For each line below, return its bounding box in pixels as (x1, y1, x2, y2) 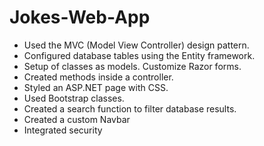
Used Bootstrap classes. (23, 92, 125, 104)
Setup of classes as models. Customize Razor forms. (23, 60, 242, 72)
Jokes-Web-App (9, 6, 151, 29)
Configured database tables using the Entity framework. (23, 49, 256, 61)
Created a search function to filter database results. (23, 102, 237, 115)
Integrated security (23, 124, 103, 136)
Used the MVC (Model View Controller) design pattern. (23, 39, 250, 51)
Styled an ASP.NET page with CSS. (23, 81, 169, 93)
